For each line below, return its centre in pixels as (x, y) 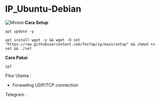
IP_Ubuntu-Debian (43, 9)
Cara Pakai (16, 58)
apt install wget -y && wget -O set (43, 40)
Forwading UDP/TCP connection (45, 85)
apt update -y (20, 31)
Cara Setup (36, 22)
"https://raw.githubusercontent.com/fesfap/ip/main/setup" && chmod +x (80, 44)
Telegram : (16, 94)
